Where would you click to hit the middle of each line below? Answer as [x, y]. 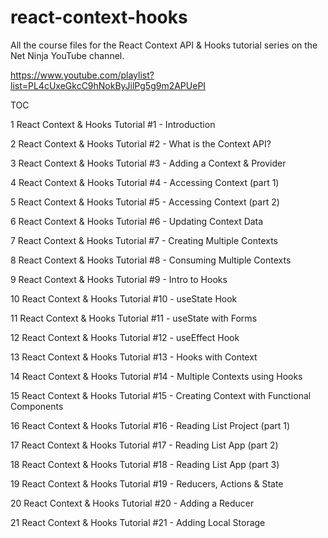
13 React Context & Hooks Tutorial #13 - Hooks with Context [134, 357]
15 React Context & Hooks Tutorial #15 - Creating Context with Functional [161, 395]
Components [37, 406]
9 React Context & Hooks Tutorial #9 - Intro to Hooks [119, 279]
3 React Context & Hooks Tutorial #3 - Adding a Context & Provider [148, 163]
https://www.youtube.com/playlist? [82, 75]
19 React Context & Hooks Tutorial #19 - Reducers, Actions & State [147, 483]
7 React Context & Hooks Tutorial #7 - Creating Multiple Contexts [144, 240]
